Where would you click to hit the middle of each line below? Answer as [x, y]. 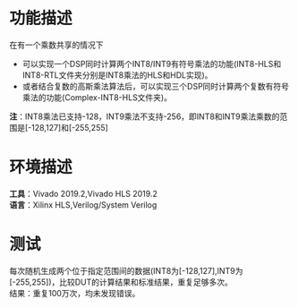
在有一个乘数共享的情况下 [56, 45]
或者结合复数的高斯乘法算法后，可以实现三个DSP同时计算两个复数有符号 [155, 86]
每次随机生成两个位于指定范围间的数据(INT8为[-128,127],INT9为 [126, 270]
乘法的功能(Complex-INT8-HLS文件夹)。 [97, 97]
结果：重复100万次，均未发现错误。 [75, 293]
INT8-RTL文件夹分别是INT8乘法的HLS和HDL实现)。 [117, 75]
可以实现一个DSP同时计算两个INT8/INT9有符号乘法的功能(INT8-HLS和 [152, 64]
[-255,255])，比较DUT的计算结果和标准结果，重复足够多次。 [121, 282]
